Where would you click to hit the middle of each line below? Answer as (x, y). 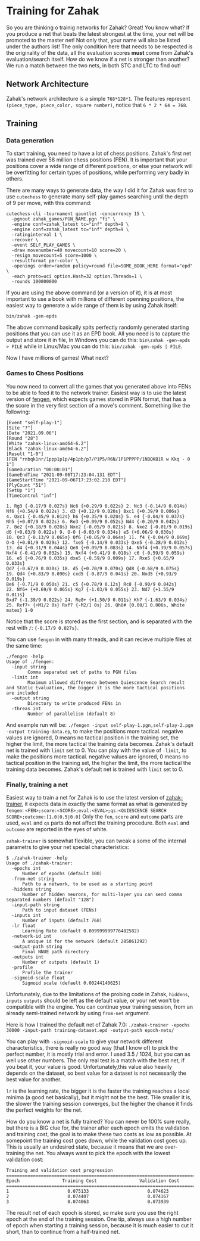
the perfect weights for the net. (44, 1110)
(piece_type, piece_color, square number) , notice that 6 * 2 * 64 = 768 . (97, 105)
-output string (30, 698)
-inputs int (26, 916)
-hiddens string (32, 889)
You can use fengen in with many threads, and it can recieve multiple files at (99, 639)
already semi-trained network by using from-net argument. (78, 1013)
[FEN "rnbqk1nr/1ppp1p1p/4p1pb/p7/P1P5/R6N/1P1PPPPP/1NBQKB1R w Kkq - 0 (98, 459)
